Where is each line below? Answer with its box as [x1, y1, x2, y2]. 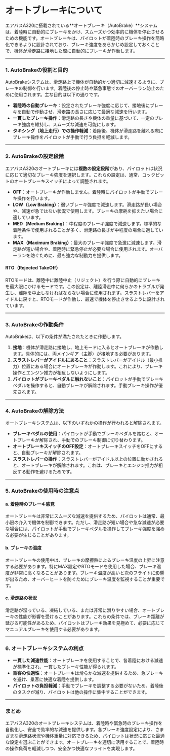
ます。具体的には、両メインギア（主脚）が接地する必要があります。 [12, 351, 154, 357]
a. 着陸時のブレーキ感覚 [5, 501, 55, 507]
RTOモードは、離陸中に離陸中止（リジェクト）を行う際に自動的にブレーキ [5, 277, 161, 283]
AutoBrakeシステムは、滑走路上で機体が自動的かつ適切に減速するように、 [5, 79, 160, 85]
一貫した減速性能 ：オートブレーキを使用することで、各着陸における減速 [12, 658, 163, 664]
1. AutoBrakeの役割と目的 [5, 66, 68, 74]
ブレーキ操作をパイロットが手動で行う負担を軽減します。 [12, 134, 133, 140]
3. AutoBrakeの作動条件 [5, 321, 64, 328]
